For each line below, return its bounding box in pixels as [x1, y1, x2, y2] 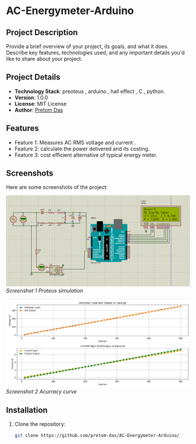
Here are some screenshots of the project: [6, 184, 108, 191]
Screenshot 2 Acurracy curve [6, 388, 77, 395]
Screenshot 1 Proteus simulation [6, 287, 83, 294]
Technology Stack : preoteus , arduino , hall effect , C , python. [14, 88, 165, 95]
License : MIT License [14, 100, 67, 107]
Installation [6, 405, 48, 415]
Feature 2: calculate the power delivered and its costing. [14, 145, 150, 152]
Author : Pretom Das [14, 106, 63, 113]
